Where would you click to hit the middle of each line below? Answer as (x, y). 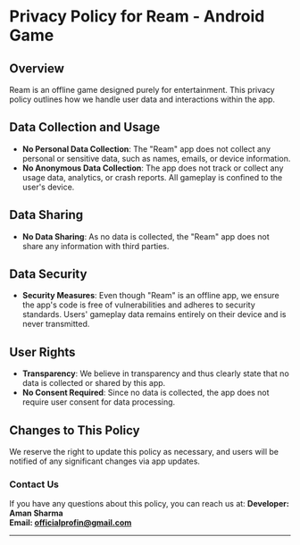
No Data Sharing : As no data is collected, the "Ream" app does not (146, 236)
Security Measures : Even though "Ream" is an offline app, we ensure (150, 296)
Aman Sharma (37, 513)
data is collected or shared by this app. (94, 383)
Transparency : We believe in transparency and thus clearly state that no (156, 373)
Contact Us (34, 484)
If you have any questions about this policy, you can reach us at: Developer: (150, 504)
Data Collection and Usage (85, 127)
